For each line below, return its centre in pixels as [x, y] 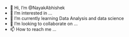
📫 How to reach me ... [33, 29]
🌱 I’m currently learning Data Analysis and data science [67, 18]
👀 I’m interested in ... [31, 13]
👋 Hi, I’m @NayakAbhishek [37, 8]
